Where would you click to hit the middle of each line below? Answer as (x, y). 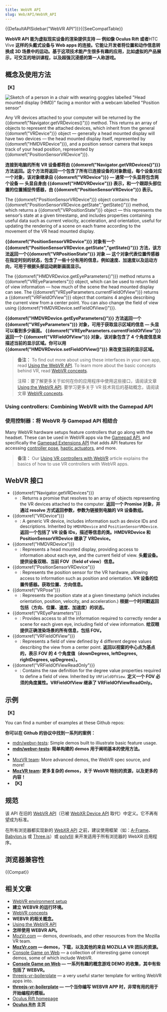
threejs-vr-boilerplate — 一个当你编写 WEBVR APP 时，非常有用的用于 (85, 987)
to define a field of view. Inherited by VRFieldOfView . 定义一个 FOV (87, 676)
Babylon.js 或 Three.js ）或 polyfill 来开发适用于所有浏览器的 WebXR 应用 (79, 836)
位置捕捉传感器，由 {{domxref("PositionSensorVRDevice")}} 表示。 (84, 190)
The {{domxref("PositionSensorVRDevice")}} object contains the (71, 200)
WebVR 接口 (24, 480)
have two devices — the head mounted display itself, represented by (75, 139)
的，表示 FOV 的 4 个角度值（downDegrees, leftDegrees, (79, 654)
